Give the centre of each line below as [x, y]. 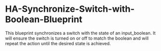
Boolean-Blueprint [44, 19]
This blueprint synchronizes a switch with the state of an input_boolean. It [80, 33]
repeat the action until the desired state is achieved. [58, 43]
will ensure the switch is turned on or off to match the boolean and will [77, 38]
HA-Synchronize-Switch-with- [70, 9]
